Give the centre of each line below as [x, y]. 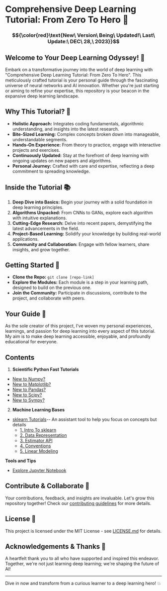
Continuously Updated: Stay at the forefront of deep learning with [81, 155]
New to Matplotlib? [32, 384]
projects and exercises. [36, 150]
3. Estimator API [36, 440]
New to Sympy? [28, 400]
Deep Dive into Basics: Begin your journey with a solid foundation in [82, 202]
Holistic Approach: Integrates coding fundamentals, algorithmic [78, 123]
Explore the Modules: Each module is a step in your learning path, [80, 283]
